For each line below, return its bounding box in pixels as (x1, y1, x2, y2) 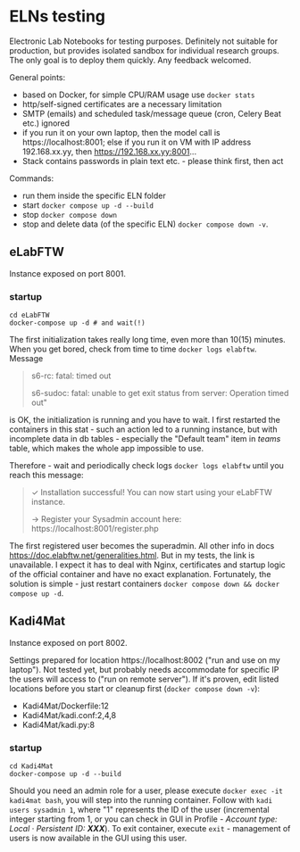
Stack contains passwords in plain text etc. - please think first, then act (21, 155, 284, 166)
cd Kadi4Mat (9, 762, 54, 771)
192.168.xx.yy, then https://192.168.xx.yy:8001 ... (21, 145, 197, 157)
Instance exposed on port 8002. (9, 637, 128, 648)
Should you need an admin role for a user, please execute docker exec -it (9, 785, 283, 796)
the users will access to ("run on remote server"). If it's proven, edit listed (9, 674, 279, 684)
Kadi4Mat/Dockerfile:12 (21, 700, 110, 711)
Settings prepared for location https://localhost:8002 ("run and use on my (9, 654, 281, 666)
